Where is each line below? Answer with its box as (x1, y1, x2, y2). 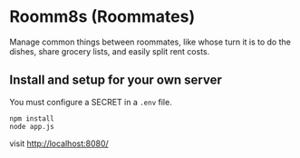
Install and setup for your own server (9, 73, 222, 88)
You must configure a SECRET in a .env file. (9, 96, 172, 107)
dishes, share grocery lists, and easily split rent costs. (9, 45, 210, 56)
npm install (9, 114, 54, 123)
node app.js (9, 122, 54, 131)
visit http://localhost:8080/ (9, 138, 109, 149)
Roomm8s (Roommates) (9, 6, 196, 27)
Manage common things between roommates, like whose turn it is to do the (9, 36, 292, 47)
